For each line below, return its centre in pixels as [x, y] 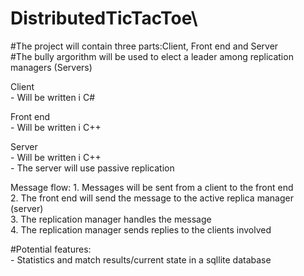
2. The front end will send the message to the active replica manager [152, 198]
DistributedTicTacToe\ [104, 18]
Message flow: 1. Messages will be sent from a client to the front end [152, 187]
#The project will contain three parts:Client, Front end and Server [144, 46]
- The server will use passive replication [92, 168]
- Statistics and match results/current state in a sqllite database [141, 259]
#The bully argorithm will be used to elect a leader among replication [152, 56]
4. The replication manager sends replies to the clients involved [141, 229]
